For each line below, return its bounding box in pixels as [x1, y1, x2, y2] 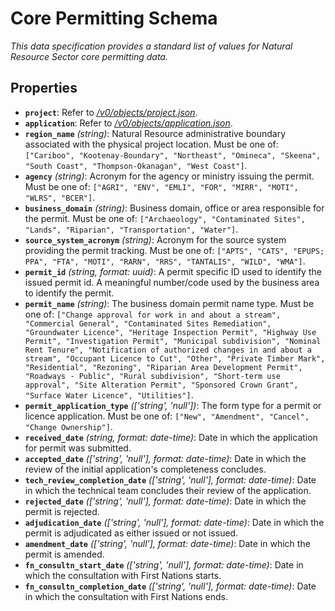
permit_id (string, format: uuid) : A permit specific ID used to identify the [24, 265, 322, 277]
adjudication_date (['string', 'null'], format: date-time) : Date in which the [24, 516, 325, 528]
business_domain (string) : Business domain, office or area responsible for [24, 202, 325, 214]
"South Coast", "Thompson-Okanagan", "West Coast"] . [24, 159, 248, 171]
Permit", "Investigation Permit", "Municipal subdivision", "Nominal [24, 336, 322, 346]
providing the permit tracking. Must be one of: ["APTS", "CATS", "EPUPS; [24, 244, 325, 256]
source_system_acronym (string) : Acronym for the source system [24, 233, 287, 246]
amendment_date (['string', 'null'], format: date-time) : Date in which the [24, 537, 311, 549]
